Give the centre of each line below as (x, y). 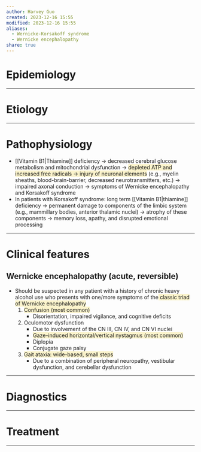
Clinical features (48, 254)
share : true (21, 45)
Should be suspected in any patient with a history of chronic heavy (97, 290)
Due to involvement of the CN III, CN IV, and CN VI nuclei (102, 329)
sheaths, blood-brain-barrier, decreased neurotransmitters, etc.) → (98, 180)
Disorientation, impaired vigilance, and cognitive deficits (102, 316)
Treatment (33, 431)
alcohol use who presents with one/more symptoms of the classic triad (102, 297)
